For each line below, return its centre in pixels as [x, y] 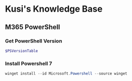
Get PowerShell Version [34, 41]
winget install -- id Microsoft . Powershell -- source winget [66, 74]
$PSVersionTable [21, 51]
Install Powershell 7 [28, 63]
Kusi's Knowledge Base [54, 9]
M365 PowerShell [33, 27]
